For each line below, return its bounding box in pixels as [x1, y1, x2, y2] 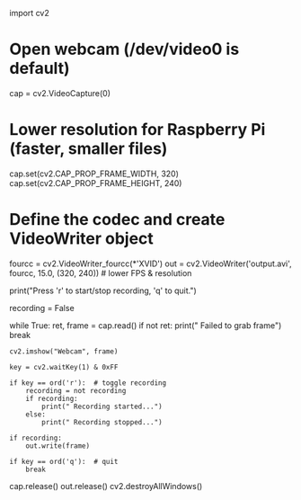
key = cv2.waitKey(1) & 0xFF [9, 362, 119, 371]
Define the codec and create [9, 210, 226, 230]
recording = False [9, 302, 75, 313]
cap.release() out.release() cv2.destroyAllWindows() [9, 480, 203, 491]
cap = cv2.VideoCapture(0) [9, 87, 111, 98]
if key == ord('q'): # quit [9, 457, 119, 466]
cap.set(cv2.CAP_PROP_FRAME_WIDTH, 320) [9, 168, 180, 179]
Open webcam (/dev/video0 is [9, 40, 240, 59]
